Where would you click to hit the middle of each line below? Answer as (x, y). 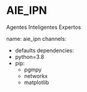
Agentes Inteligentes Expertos (44, 27)
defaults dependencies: (44, 50)
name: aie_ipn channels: (36, 38)
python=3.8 (29, 57)
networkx (36, 76)
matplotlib (37, 82)
